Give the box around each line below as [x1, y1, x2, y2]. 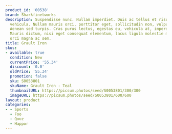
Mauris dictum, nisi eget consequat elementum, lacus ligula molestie [10, 31, 164, 36]
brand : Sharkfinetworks [5, 12, 56, 17]
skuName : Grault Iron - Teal [10, 83, 72, 88]
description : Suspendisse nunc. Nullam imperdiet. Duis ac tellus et [5, 17, 157, 22]
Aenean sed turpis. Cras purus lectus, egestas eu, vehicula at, [10, 26, 153, 32]
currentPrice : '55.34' [10, 60, 58, 65]
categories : [5, 102, 31, 108]
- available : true [5, 50, 45, 55]
